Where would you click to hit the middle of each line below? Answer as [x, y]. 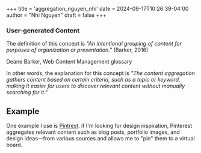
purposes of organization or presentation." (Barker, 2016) [77, 50]
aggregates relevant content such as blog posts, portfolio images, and [93, 132]
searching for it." [27, 92]
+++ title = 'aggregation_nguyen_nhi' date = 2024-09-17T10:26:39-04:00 [97, 9]
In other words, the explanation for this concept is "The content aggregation [101, 73]
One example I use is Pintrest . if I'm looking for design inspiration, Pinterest [99, 126]
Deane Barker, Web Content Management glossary [69, 62]
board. [14, 145]
